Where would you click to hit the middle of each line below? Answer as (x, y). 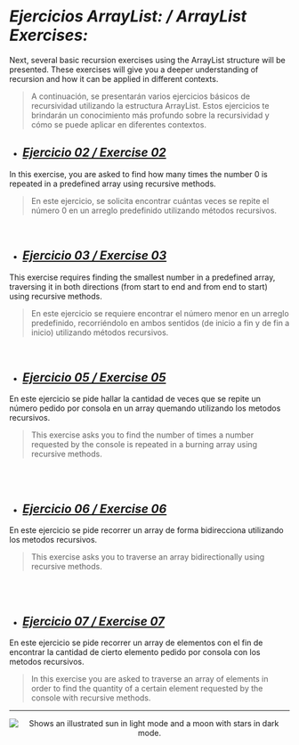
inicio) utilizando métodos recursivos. (100, 332)
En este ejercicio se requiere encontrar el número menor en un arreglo (160, 313)
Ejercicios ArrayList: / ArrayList (128, 16)
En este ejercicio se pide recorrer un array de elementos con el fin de (136, 643)
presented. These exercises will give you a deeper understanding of (134, 70)
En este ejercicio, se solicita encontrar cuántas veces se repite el (150, 201)
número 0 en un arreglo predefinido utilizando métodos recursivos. (154, 210)
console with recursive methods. (91, 698)
